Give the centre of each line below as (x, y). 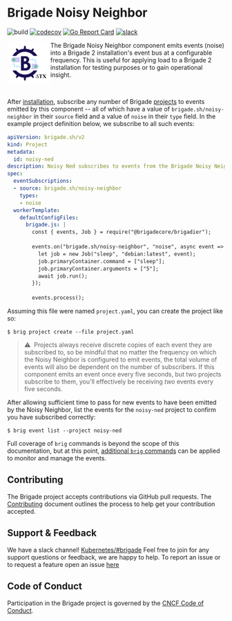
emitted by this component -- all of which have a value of (89, 109)
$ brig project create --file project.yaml (71, 332)
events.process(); (58, 298)
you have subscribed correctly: (51, 417)
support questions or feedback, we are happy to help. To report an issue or (114, 557)
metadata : (21, 152)
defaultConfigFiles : (49, 217)
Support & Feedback (52, 533)
